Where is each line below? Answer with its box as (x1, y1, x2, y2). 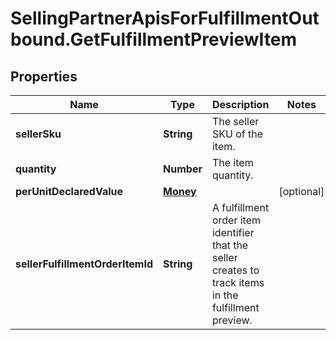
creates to (211, 263, 260, 277)
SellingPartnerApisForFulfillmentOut (10, 7, 320, 30)
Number (163, 162, 203, 176)
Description (211, 98, 270, 111)
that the (211, 238, 249, 252)
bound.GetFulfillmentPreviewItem (10, 28, 298, 51)
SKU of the (211, 127, 263, 141)
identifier (211, 226, 255, 239)
